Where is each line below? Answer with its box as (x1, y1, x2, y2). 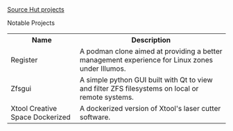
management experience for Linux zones (79, 55, 214, 64)
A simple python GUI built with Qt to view (79, 75, 213, 85)
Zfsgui (10, 84, 32, 93)
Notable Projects (7, 19, 55, 27)
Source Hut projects (7, 6, 64, 13)
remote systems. (79, 92, 134, 102)
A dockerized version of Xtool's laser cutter (79, 104, 221, 113)
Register (10, 55, 38, 64)
